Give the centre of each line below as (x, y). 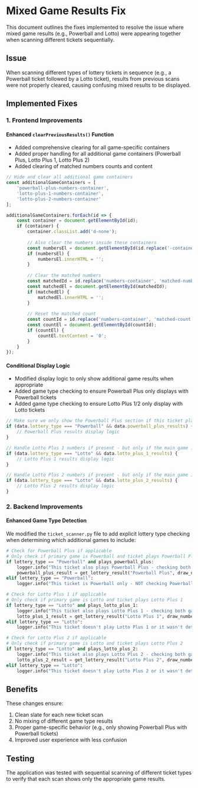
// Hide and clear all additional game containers (70, 177)
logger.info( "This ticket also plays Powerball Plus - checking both (104, 567)
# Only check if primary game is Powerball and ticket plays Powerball (96, 556)
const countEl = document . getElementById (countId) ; (92, 325)
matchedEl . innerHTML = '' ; (71, 297)
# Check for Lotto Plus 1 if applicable (57, 595)
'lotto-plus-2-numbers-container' (59, 199)
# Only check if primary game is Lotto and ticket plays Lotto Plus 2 (95, 643)
